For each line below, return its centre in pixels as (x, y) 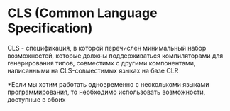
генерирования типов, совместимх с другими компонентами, (102, 63)
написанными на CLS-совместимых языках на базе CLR (93, 70)
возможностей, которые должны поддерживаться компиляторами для (115, 55)
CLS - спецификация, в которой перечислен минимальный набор (107, 48)
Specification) (50, 28)
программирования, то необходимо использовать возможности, (106, 92)
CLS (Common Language (82, 13)
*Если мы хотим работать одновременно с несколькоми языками (108, 84)
